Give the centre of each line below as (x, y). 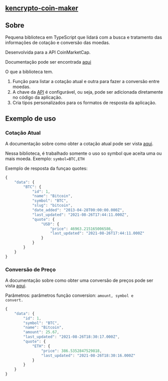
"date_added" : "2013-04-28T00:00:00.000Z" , (78, 210)
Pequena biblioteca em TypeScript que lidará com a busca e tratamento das (83, 38)
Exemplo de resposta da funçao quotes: (46, 168)
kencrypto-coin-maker (42, 8)
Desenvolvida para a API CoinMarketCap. (48, 53)
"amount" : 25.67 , (41, 332)
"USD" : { (50, 224)
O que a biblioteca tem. (29, 72)
